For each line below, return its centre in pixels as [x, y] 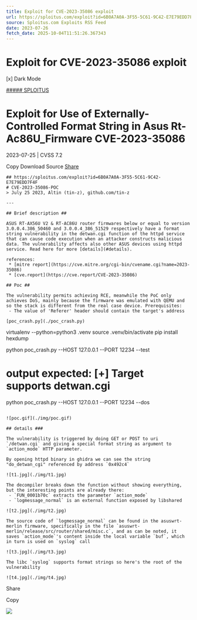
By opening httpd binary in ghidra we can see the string [78, 459]
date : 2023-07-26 [27, 28]
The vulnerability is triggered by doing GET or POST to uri [82, 438]
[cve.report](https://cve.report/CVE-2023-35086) [76, 275]
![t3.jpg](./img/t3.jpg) [36, 552]
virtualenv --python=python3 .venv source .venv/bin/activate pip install [92, 332]
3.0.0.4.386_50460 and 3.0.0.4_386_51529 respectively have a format [93, 229]
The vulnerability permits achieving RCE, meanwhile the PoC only [89, 296]
